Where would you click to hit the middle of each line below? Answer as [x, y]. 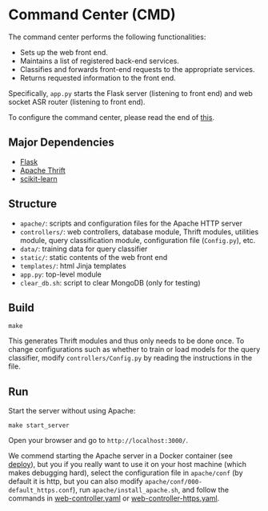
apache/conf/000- [173, 482]
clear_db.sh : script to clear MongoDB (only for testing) [110, 282]
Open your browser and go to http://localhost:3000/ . [98, 441]
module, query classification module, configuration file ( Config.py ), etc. [138, 240]
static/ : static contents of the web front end [94, 257]
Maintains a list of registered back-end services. [100, 61]
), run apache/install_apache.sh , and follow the [151, 490]
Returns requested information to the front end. [98, 78]
